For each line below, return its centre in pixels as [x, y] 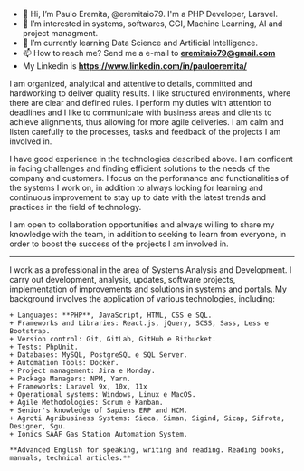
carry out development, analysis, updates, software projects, [123, 279]
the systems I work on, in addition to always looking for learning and [137, 187]
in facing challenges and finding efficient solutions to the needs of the [140, 168]
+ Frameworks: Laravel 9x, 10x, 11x [78, 387]
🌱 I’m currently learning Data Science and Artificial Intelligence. [140, 43]
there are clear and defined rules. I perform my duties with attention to [140, 103]
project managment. [60, 33]
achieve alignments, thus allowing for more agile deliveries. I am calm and [147, 122]
